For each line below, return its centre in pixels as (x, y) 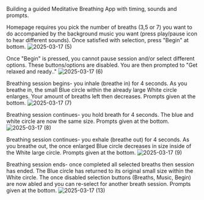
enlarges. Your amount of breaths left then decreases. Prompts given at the (101, 96)
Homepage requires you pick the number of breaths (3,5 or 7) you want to (99, 27)
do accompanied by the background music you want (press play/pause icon (102, 34)
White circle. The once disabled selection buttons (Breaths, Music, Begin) (99, 177)
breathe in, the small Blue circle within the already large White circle (92, 90)
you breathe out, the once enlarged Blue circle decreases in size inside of (99, 146)
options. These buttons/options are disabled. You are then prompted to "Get (102, 65)
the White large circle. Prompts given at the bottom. (71, 153)
